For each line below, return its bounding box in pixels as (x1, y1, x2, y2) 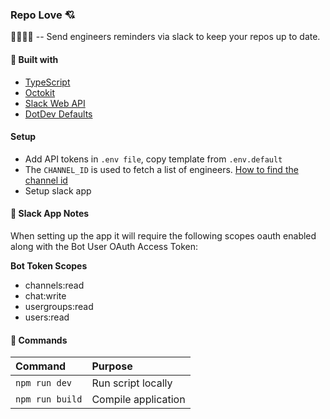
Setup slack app (24, 184, 92, 197)
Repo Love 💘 (10, 8, 76, 22)
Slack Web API (24, 97, 86, 109)
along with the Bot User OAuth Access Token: (10, 240, 198, 252)
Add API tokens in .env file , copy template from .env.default (24, 153, 283, 165)
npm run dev (15, 378, 73, 389)
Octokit (24, 86, 55, 98)
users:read (24, 311, 70, 323)
